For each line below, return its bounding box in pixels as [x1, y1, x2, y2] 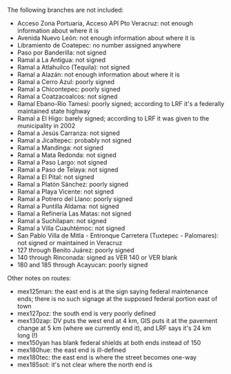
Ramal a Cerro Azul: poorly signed [17, 78, 115, 85]
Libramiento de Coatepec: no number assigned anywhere [17, 41, 181, 49]
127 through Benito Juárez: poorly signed [17, 246, 134, 254]
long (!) [17, 331, 38, 340]
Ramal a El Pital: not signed [17, 173, 94, 181]
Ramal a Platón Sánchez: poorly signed [17, 180, 129, 188]
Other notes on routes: [7, 274, 71, 282]
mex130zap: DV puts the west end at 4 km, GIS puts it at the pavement [17, 317, 218, 324]
